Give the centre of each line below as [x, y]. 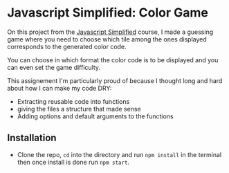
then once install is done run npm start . [73, 162]
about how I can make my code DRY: [59, 88]
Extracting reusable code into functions [73, 101]
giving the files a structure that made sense [79, 109]
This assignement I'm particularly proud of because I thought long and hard [115, 80]
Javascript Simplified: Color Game [108, 13]
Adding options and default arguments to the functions [95, 116]
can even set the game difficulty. [54, 67]
